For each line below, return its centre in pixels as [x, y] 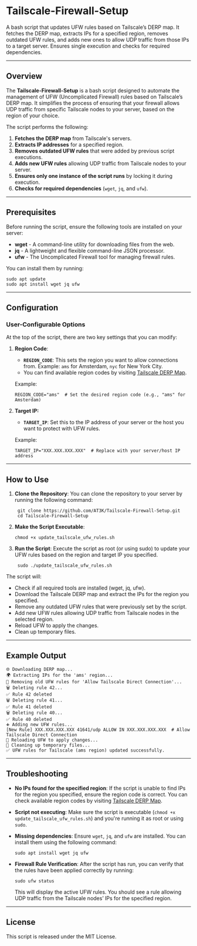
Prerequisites [31, 212]
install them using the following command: [66, 842]
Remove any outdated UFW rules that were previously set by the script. [101, 607]
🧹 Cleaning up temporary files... [48, 745]
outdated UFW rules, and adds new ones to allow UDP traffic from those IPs [98, 39]
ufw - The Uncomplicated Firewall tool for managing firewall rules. [95, 257]
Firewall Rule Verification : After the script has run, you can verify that [99, 864]
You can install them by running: [45, 268]
